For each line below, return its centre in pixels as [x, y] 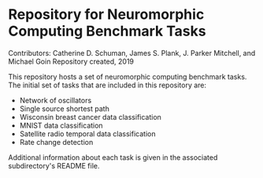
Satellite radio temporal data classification [87, 133]
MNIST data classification [61, 125]
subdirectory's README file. [54, 165]
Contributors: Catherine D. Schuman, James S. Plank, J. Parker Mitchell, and [132, 53]
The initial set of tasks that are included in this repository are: [107, 85]
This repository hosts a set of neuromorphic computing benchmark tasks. [128, 76]
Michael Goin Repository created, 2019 [71, 61]
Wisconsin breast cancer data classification [90, 117]
